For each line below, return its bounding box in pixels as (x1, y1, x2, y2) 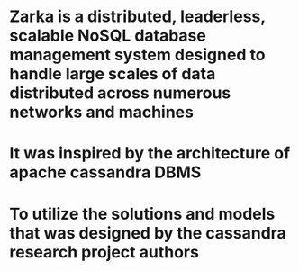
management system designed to (9, 45, 266, 65)
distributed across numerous (9, 83, 231, 104)
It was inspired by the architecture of (9, 143, 291, 164)
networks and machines (9, 102, 194, 122)
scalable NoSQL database (9, 25, 207, 46)
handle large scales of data (9, 64, 216, 85)
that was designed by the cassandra (9, 222, 286, 243)
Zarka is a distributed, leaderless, (9, 6, 266, 27)
